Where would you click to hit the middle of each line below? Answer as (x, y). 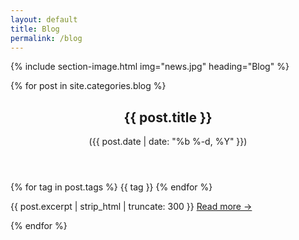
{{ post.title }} (168, 117)
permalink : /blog (46, 38)
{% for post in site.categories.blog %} (88, 86)
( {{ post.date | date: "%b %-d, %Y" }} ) (168, 142)
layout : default (44, 19)
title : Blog (35, 29)
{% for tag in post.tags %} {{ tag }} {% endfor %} (111, 187)
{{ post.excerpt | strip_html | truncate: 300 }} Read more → (131, 207)
